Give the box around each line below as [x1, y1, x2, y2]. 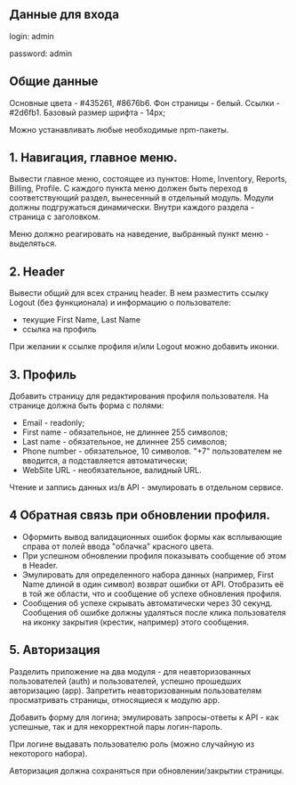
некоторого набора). [9, 748, 88, 758]
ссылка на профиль [21, 324, 97, 335]
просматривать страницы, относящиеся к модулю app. [9, 694, 220, 705]
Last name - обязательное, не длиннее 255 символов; [21, 437, 228, 447]
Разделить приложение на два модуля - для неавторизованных [9, 666, 252, 676]
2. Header [9, 264, 65, 279]
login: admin [9, 30, 55, 41]
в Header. [21, 560, 59, 570]
